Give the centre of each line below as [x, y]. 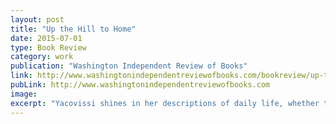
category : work [42, 57]
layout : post [37, 19]
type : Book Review [48, 47]
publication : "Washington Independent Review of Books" [129, 66]
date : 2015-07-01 [46, 38]
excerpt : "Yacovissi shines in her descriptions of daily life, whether [165, 103]
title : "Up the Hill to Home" [73, 29]
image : [24, 94]
